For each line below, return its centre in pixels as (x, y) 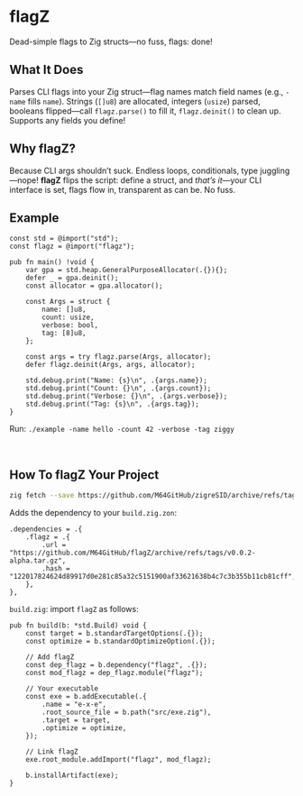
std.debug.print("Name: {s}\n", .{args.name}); (116, 380)
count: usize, (68, 317)
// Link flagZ (52, 752)
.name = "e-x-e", (74, 705)
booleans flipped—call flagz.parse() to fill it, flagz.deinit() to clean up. (145, 111)
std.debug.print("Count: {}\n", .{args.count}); (119, 389)
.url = (54, 545)
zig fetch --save (42, 496)
